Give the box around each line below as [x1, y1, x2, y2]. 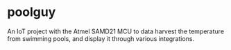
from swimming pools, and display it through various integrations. [7, 34, 195, 42]
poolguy [7, 4, 56, 20]
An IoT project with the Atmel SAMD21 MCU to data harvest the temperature [7, 27, 224, 35]
